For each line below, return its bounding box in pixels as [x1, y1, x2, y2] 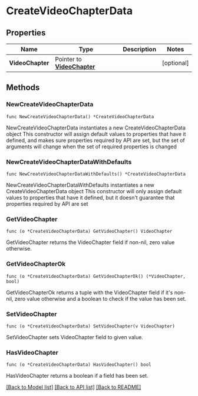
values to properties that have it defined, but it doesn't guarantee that [6, 194, 175, 201]
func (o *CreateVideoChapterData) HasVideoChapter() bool [6, 362, 151, 368]
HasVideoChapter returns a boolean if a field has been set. [6, 372, 148, 379]
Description [123, 46, 157, 53]
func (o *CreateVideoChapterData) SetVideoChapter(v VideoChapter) [6, 323, 176, 329]
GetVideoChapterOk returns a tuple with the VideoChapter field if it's [6, 288, 173, 296]
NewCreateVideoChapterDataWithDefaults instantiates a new [6, 181, 155, 189]
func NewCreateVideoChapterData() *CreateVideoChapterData [6, 113, 154, 119]
